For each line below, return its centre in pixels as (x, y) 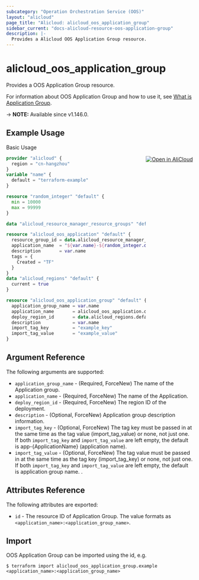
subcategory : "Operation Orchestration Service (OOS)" (75, 12)
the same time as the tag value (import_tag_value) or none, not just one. (102, 433)
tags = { (22, 256)
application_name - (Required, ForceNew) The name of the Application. (101, 396)
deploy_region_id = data (50, 317)
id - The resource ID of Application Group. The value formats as (93, 516)
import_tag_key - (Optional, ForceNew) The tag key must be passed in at (103, 427)
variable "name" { (29, 175)
